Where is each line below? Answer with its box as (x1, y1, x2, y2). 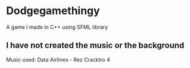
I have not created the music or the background (6, 40, 185, 50)
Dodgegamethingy (6, 4, 100, 18)
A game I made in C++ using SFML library (6, 23, 108, 30)
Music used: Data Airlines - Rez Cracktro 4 (6, 56, 111, 63)
